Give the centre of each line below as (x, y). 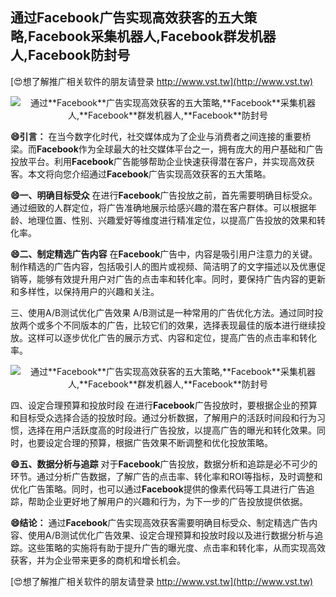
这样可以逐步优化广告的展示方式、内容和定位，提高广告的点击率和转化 (172, 337)
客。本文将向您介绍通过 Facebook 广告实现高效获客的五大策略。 (141, 174)
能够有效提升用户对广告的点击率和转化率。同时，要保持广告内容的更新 (181, 279)
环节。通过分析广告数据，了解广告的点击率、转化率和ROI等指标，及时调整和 (166, 476)
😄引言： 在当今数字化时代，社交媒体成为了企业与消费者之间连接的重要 (156, 136)
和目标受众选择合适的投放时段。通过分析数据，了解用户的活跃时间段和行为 (163, 417)
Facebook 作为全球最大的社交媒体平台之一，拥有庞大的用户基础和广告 (180, 149)
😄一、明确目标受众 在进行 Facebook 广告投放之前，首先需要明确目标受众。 (164, 195)
